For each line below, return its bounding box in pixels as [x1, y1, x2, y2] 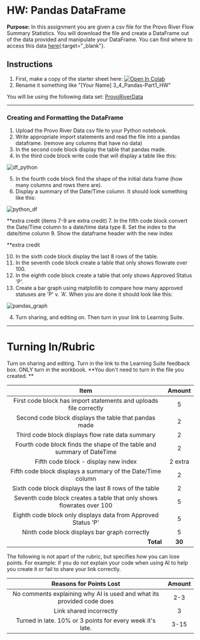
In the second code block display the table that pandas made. [15, 146, 167, 153]
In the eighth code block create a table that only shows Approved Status [15, 272, 192, 279]
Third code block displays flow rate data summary [16, 430, 156, 439]
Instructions [7, 59, 53, 70]
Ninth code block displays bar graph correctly [22, 528, 150, 536]
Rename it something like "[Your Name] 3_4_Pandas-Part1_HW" [15, 81, 171, 89]
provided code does [58, 597, 115, 605]
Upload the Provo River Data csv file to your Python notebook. [15, 127, 168, 134]
